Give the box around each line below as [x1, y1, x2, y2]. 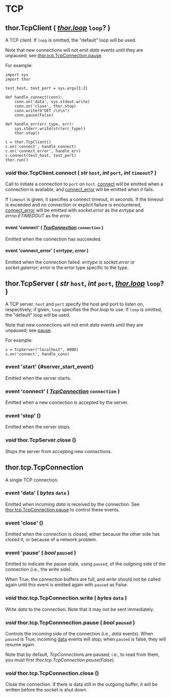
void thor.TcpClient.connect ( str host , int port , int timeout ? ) [5, 169, 157, 176]
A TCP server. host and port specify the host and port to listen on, [5, 301, 144, 307]
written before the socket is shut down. [5, 687, 88, 693]
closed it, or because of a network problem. [5, 537, 97, 543]
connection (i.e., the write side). [5, 566, 72, 572]
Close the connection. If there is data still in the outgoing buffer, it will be [5, 681, 158, 687]
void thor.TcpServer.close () [5, 437, 77, 444]
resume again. [5, 642, 36, 647]
